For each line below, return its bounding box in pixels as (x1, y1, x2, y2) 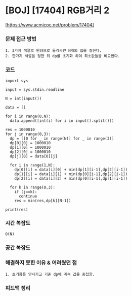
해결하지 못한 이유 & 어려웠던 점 (5, 259, 77, 266)
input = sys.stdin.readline (5, 87, 65, 92)
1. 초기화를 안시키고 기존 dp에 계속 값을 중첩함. (5, 272, 95, 277)
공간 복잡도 (5, 244, 31, 251)
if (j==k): (14, 189, 37, 194)
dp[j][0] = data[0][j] (10, 153, 58, 159)
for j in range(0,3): (5, 131, 51, 137)
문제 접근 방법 (5, 35, 37, 42)
